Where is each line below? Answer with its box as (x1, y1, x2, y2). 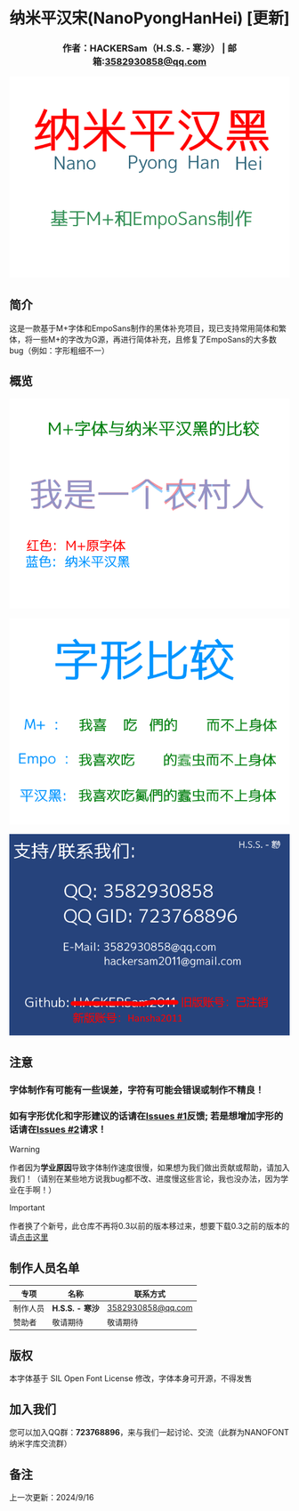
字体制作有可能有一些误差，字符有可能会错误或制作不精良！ (9, 1084, 265, 1096)
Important (9, 1202, 45, 1213)
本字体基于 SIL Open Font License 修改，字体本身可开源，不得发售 (9, 1373, 253, 1384)
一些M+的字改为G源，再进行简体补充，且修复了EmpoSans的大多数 (32, 334, 278, 344)
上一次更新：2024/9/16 (9, 1492, 94, 1503)
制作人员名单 (9, 1260, 80, 1275)
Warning (9, 1144, 40, 1155)
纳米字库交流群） (9, 1438, 72, 1449)
